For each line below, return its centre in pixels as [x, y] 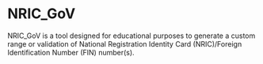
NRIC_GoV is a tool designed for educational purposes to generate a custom [131, 36]
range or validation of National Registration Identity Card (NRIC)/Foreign [125, 43]
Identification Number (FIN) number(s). [71, 52]
